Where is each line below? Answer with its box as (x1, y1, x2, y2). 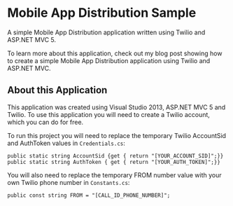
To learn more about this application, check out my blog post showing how (7, 49, 223, 57)
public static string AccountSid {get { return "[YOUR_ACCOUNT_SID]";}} (7, 152, 224, 159)
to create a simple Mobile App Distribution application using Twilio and (7, 56, 211, 64)
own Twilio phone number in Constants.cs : (7, 178, 130, 186)
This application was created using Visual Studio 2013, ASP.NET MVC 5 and (7, 103, 226, 111)
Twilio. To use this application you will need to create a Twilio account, (7, 110, 210, 118)
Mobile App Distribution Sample (7, 5, 197, 21)
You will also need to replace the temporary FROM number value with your (7, 170, 222, 179)
